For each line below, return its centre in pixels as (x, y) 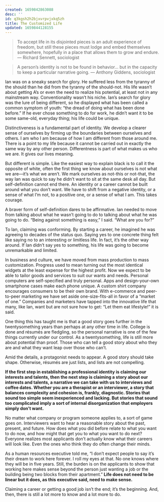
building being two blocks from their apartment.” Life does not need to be (80, 474)
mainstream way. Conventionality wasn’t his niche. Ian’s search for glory (78, 98)
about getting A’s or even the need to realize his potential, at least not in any (82, 92)
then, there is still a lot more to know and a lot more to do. (63, 495)
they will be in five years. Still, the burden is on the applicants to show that (80, 464)
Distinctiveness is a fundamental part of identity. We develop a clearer (76, 128)
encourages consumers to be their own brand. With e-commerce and (75, 291)
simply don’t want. (24, 409)
